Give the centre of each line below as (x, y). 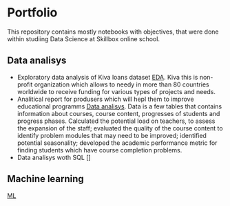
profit (25, 84)
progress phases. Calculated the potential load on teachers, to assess (116, 121)
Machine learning (45, 179)
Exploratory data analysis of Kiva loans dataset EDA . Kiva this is (107, 77)
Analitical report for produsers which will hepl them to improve (105, 99)
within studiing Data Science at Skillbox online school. (84, 38)
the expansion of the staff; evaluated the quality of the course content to (120, 128)
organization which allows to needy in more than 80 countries (122, 84)
